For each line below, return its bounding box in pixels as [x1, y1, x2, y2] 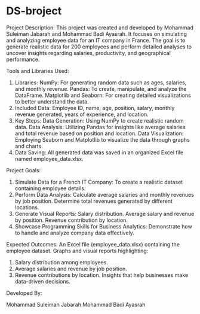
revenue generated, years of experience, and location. [14, 111, 149, 118]
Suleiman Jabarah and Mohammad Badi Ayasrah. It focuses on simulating [6, 30, 187, 37]
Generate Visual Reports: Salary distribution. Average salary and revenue [14, 210, 195, 217]
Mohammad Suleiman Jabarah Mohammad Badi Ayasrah [6, 301, 146, 308]
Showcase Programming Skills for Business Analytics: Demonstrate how [14, 222, 192, 230]
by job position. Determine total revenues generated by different [14, 197, 173, 205]
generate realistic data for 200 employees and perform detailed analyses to [6, 43, 192, 50]
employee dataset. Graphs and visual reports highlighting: [6, 247, 149, 254]
